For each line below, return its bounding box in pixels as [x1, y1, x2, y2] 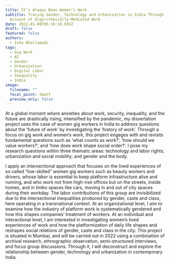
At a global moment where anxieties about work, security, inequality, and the [5, 111, 165, 117]
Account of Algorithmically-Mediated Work [10, 17, 101, 22]
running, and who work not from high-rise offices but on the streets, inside [5, 179, 161, 185]
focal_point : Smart [10, 92, 51, 97]
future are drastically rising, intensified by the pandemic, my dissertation [5, 116, 156, 122]
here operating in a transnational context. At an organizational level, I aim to [5, 200, 163, 207]
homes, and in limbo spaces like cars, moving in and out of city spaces [5, 185, 153, 191]
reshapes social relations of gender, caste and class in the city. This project [5, 228, 162, 234]
